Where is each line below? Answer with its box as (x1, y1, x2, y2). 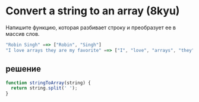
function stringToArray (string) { (5, 79, 91, 86)
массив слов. (5, 30, 40, 37)
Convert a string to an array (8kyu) (5, 4, 180, 18)
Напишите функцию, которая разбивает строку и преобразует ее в (5, 24, 176, 31)
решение (5, 64, 41, 74)
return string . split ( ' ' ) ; (11, 85, 78, 91)
